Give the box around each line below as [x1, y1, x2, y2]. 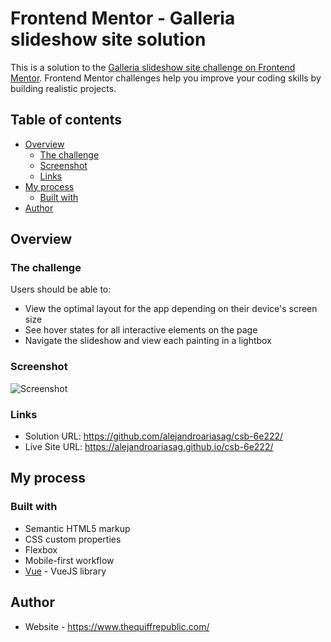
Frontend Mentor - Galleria [10, 7, 236, 30]
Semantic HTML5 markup [24, 522, 131, 534]
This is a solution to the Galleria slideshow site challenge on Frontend [10, 61, 296, 73]
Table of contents [10, 112, 122, 129]
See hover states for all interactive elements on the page [24, 324, 258, 336]
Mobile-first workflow [24, 554, 115, 566]
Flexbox [24, 543, 58, 556]
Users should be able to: [10, 283, 112, 296]
